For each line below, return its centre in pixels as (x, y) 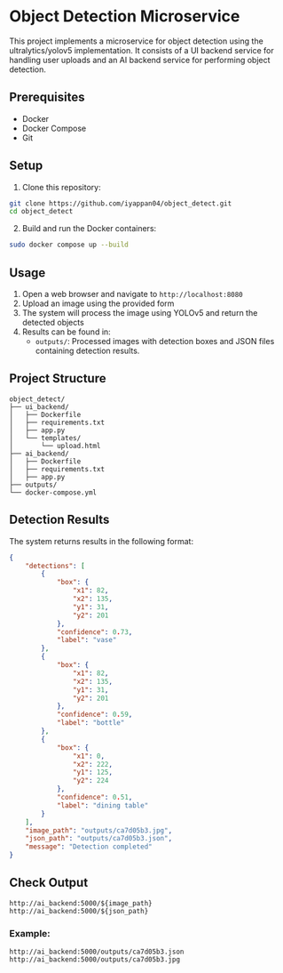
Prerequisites (47, 97)
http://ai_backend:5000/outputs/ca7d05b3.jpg (94, 960)
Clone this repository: (61, 187)
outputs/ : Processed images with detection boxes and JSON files (155, 341)
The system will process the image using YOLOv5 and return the (140, 313)
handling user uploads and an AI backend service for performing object (140, 60)
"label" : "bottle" (90, 723)
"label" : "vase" (86, 640)
